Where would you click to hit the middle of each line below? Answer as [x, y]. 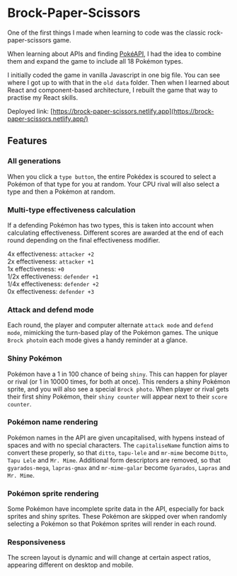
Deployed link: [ [30, 111]
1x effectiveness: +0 [36, 269]
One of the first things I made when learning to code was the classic [107, 33]
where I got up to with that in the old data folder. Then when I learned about [118, 82]
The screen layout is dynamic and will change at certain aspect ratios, [109, 558]
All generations [34, 161]
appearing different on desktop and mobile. [70, 565]
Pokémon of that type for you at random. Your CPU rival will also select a [114, 184]
